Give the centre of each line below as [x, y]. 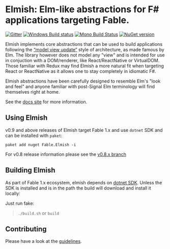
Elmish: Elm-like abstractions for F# [82, 9]
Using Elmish [26, 118]
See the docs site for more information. [46, 102]
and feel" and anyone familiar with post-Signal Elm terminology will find [80, 86]
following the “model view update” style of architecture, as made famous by [85, 49]
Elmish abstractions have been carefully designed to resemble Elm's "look [83, 81]
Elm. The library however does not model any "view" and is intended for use [85, 55]
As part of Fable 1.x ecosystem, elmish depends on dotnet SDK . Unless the [84, 182]
